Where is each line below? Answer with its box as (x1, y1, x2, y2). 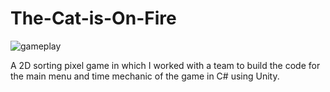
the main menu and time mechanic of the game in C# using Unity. (10, 70, 280, 82)
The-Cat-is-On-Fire (10, 7, 177, 30)
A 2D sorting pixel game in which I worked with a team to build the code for (10, 59, 321, 71)
